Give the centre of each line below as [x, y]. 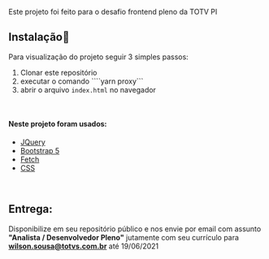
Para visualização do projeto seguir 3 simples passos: [98, 57]
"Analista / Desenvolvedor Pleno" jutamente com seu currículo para [124, 237]
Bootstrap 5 [40, 151]
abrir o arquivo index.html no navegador [88, 89]
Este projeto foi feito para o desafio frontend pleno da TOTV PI [113, 12]
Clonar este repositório [59, 72]
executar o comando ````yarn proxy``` [82, 81]
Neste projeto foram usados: [58, 124]
